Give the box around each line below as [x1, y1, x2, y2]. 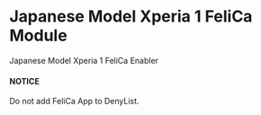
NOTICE [9, 75, 40, 86]
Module [9, 25, 67, 46]
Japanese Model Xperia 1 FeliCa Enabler [9, 55, 159, 66]
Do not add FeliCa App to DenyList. [9, 96, 139, 107]
